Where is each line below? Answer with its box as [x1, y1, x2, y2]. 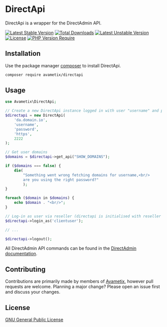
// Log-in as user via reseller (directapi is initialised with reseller [5, 213, 162, 219]
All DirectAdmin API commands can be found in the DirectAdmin [5, 245, 137, 251]
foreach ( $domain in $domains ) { [5, 195, 75, 200]
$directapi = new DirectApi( [5, 113, 66, 118]
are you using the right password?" [23, 177, 99, 182]
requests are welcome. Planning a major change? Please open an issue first [5, 284, 160, 290]
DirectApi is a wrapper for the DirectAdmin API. [5, 20, 102, 26]
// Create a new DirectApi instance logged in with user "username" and [5, 108, 159, 113]
